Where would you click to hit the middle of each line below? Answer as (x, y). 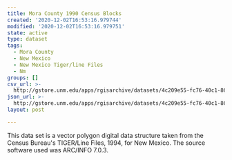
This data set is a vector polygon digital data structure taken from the (105, 135)
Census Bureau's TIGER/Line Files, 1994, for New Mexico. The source (106, 143)
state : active (28, 33)
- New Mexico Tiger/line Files (58, 65)
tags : (15, 46)
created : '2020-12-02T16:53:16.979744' (65, 20)
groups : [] (23, 78)
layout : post (26, 110)
